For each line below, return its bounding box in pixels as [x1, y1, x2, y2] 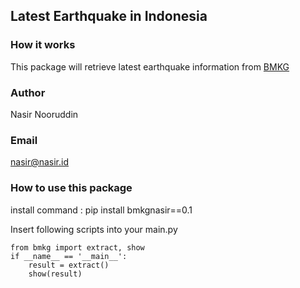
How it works [10, 38, 76, 52]
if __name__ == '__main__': [10, 251, 128, 261]
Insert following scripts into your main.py [10, 223, 178, 235]
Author [10, 85, 46, 99]
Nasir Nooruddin [10, 108, 79, 120]
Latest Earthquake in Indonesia [10, 8, 208, 25]
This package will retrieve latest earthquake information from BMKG [10, 60, 290, 73]
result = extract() [28, 260, 110, 270]
